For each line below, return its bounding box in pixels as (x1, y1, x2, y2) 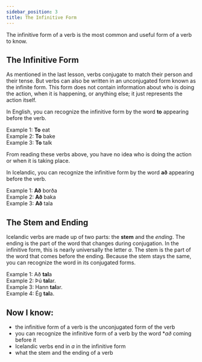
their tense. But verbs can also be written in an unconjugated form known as (6, 77, 196, 84)
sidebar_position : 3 (6, 8, 58, 15)
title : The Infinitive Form (6, 14, 77, 21)
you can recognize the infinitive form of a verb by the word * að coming (14, 329, 192, 337)
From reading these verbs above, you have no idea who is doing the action (6, 151, 192, 158)
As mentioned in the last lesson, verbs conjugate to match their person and (6, 71, 193, 78)
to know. (6, 37, 28, 45)
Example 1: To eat (6, 126, 50, 133)
